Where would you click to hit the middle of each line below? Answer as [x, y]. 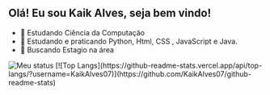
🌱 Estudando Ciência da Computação [82, 32]
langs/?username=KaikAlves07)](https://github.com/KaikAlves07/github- [130, 74]
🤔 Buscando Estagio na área [67, 50]
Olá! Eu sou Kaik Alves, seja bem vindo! [110, 13]
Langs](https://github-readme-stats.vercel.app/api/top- [170, 65]
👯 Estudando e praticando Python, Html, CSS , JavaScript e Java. [129, 41]
